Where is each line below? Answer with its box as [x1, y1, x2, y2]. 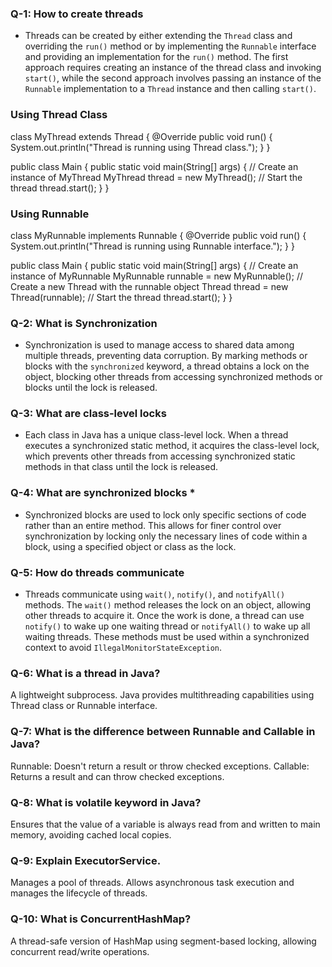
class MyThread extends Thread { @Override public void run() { [10, 130, 273, 142]
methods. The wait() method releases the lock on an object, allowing [24, 599, 312, 611]
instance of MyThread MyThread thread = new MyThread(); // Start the [10, 171, 303, 183]
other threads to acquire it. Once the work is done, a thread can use [24, 610, 305, 622]
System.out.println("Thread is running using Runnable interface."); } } [10, 240, 295, 252]
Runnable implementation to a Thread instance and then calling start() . [24, 83, 317, 95]
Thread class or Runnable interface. [10, 700, 158, 712]
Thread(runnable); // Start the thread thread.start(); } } [10, 291, 233, 303]
